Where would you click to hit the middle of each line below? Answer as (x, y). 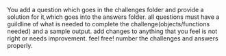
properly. (20, 46)
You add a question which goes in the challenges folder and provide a (105, 10)
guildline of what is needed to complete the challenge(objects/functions (109, 24)
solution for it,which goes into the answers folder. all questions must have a (113, 17)
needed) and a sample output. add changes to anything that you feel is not (112, 31)
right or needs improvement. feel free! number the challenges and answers (113, 38)
